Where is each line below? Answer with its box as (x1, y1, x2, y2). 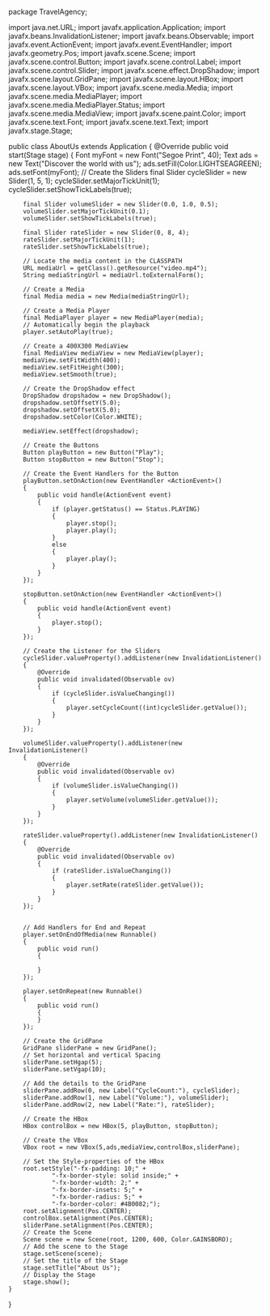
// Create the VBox (23, 1136, 89, 1144)
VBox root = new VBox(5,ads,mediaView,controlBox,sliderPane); (23, 1143, 241, 1151)
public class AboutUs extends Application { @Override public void (8, 142, 229, 151)
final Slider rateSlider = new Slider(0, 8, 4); (23, 229, 190, 237)
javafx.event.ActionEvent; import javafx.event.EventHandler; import (8, 40, 233, 49)
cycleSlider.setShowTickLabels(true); (8, 185, 133, 194)
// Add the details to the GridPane (23, 1079, 147, 1087)
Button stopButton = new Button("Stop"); (23, 455, 164, 464)
